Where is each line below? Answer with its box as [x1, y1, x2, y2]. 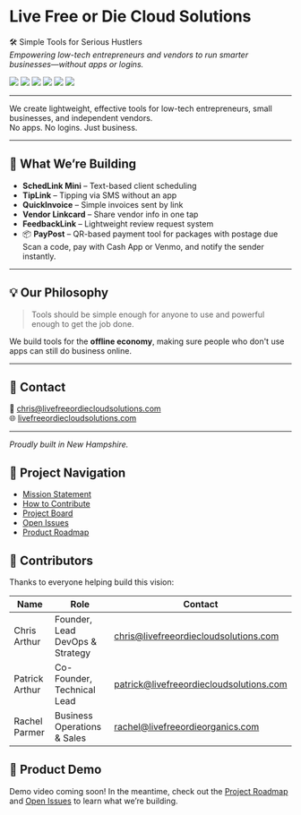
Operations [55, 721, 102, 733]
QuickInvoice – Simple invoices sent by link [21, 199, 184, 210]
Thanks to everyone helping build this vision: [9, 577, 175, 588]
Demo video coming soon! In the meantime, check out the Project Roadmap [9, 785, 288, 796]
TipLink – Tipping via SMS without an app [21, 190, 177, 201]
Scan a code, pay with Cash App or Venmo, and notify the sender [21, 241, 264, 252]
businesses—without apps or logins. [9, 58, 144, 69]
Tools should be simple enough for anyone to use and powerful [30, 309, 265, 320]
